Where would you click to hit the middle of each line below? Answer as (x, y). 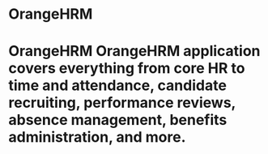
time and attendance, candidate (117, 86)
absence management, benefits (118, 120)
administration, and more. (97, 137)
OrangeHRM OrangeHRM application (134, 51)
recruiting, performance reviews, (122, 103)
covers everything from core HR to (127, 68)
